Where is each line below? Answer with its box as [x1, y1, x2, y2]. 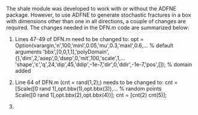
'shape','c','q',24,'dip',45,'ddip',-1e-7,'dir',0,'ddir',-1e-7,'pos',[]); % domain [14, 61, 193, 68]
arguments [14, 48, 42, 55]
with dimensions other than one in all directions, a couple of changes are [6, 18, 186, 24]
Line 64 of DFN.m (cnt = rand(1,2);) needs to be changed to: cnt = [14, 79, 178, 86]
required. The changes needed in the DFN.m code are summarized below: [6, 24, 190, 31]
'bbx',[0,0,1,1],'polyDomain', [43, 48, 110, 55]
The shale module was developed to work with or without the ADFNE [6, 5, 176, 12]
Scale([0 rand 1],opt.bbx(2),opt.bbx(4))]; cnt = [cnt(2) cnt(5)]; [14, 92, 167, 98]
